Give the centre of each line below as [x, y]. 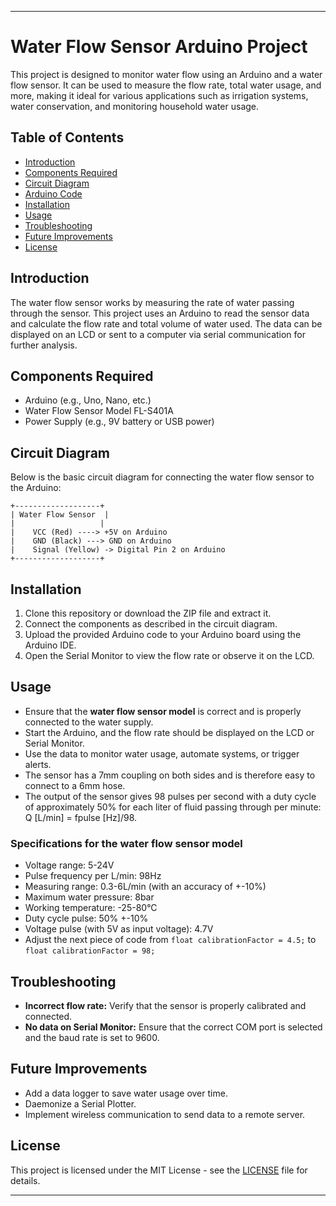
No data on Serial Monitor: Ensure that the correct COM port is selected [173, 1027]
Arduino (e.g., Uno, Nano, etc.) [88, 400]
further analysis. [44, 345]
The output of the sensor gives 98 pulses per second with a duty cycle [170, 796]
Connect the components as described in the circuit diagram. [151, 624]
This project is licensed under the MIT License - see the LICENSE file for [159, 1170]
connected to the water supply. [89, 722]
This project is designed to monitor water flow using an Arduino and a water [166, 74]
